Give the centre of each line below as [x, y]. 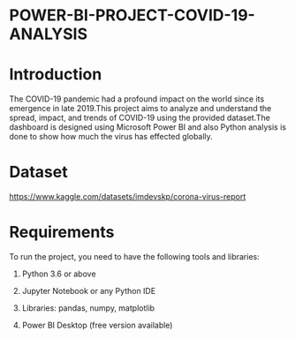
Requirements [62, 233]
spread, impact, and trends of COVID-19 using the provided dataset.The [140, 118]
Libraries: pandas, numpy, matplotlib [88, 308]
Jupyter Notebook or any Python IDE [89, 291]
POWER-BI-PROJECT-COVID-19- [132, 15]
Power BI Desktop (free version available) [97, 325]
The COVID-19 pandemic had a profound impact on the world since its [137, 99]
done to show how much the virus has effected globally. [111, 137]
